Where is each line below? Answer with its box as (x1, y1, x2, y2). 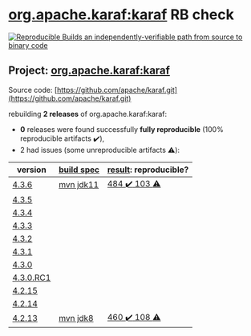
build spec (59, 164, 100, 175)
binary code (8, 40, 48, 50)
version (16, 164, 47, 175)
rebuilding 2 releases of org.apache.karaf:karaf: (8, 109, 168, 118)
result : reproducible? (107, 164, 189, 175)
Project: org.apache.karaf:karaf (8, 64, 171, 78)
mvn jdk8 (59, 313, 94, 324)
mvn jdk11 (59, 179, 99, 190)
